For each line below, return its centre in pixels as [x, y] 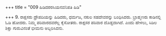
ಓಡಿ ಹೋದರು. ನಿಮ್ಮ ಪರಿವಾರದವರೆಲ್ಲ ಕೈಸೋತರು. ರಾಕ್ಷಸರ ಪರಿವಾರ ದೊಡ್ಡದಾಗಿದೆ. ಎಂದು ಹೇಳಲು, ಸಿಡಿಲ [81, 22]
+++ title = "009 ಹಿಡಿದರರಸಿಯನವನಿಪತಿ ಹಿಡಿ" [43, 7]
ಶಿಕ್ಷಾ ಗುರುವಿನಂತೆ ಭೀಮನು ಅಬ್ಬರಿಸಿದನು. [34, 28]
